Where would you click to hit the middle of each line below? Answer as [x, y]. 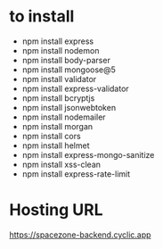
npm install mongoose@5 [69, 70]
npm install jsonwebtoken [69, 107]
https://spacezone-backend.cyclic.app [80, 235]
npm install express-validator [75, 88]
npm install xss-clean [61, 164]
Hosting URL [57, 210]
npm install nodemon [61, 50]
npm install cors [52, 136]
